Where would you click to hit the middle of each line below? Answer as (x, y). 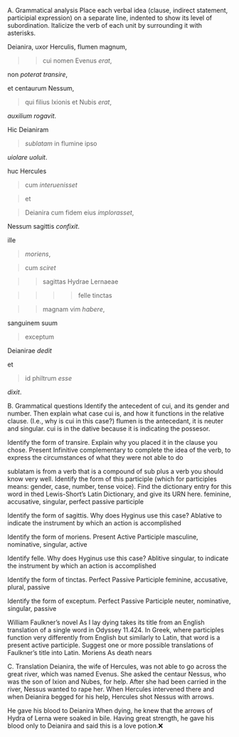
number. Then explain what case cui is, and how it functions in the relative (116, 413)
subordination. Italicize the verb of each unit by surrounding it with (105, 25)
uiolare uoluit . (27, 157)
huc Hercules (27, 171)
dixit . (15, 392)
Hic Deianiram (28, 130)
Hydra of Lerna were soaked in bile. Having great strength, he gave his (111, 718)
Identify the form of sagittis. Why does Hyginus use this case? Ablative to (115, 515)
